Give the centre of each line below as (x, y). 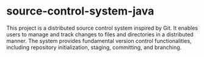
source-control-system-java (80, 11)
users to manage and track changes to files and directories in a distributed (100, 34)
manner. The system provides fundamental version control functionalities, (99, 41)
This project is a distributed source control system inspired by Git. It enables (102, 28)
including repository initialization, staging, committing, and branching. (94, 47)
